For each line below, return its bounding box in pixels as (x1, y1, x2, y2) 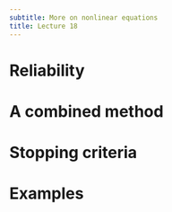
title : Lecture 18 (9, 22, 78, 31)
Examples (9, 183, 84, 204)
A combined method (9, 101, 164, 121)
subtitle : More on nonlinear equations (9, 13, 159, 22)
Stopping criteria (9, 143, 137, 163)
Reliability (9, 60, 85, 81)
